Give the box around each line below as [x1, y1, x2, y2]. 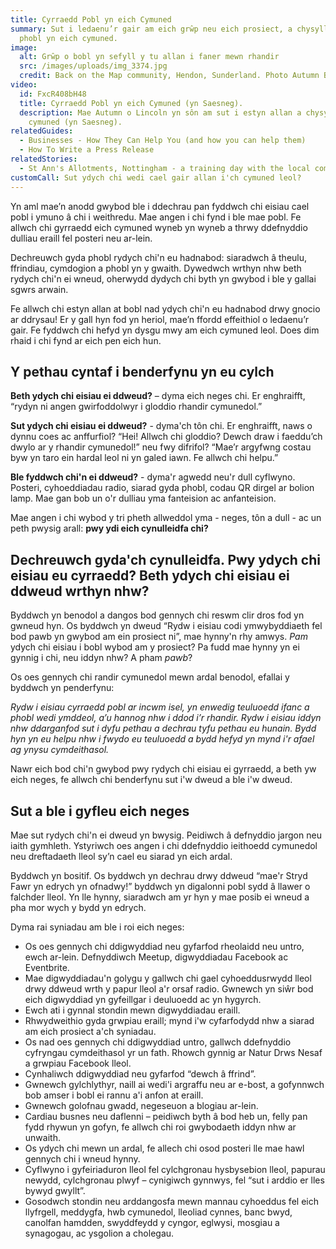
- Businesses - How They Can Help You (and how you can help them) [19, 136, 307, 146]
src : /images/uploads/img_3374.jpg [19, 61, 168, 71]
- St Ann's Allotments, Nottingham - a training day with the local [19, 163, 311, 173]
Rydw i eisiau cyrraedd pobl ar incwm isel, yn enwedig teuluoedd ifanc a [10, 701, 310, 713]
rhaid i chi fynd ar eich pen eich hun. [10, 334, 162, 346]
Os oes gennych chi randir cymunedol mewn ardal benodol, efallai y [10, 671, 290, 683]
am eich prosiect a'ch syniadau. [24, 1025, 157, 1037]
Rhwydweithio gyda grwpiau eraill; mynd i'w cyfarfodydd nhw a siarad [24, 1014, 315, 1026]
